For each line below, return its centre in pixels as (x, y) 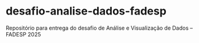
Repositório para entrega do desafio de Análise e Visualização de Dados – (99, 28)
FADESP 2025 (23, 34)
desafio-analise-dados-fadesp (86, 11)
